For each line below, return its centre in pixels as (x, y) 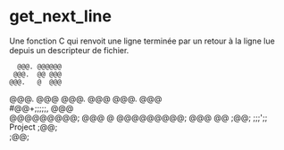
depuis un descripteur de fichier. (69, 50)
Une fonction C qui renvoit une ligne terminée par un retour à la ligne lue (142, 41)
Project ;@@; (33, 127)
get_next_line (60, 16)
